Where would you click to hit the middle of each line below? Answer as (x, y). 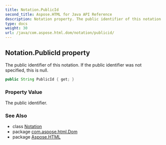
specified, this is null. (27, 70)
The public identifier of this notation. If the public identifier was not (73, 65)
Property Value (24, 92)
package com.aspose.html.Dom (45, 132)
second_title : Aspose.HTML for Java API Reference (59, 14)
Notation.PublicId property (48, 53)
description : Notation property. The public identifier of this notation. (84, 19)
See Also (16, 116)
